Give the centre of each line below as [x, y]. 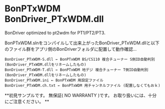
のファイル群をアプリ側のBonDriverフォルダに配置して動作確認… [71, 49]
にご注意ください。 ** [27, 101]
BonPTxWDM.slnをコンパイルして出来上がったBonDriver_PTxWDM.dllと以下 [82, 43]
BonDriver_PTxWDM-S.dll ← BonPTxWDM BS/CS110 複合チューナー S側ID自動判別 [80, 59]
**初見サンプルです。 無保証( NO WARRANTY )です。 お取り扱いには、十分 [81, 95]
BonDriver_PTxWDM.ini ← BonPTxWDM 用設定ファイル [54, 80]
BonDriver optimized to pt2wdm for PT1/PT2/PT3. [55, 33]
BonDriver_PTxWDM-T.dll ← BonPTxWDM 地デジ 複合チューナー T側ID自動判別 [77, 70]
